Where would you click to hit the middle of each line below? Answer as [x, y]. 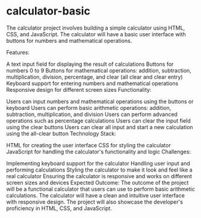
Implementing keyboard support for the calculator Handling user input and [98, 163]
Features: [18, 52]
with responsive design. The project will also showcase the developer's [95, 202]
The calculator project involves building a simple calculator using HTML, [96, 28]
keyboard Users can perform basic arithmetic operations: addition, [89, 107]
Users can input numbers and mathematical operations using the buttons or [100, 101]
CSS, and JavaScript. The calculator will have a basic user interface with [96, 34]
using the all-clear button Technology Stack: [61, 133]
